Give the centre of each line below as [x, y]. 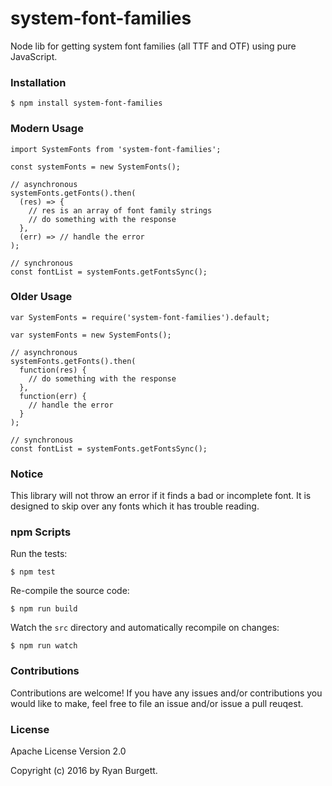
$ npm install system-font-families [86, 103]
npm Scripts [41, 532]
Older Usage [41, 297]
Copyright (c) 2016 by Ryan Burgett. [84, 771]
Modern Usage [47, 129]
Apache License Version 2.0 [68, 751]
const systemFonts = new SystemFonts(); [96, 167]
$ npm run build [44, 609]
